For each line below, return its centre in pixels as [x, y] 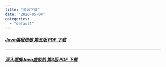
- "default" [22, 23]
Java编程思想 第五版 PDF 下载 [36, 39]
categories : [17, 19]
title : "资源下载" [23, 10]
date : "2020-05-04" [25, 14]
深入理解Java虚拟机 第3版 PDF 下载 [41, 59]
